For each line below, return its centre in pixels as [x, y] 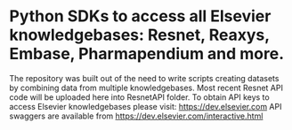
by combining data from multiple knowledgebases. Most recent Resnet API [146, 88]
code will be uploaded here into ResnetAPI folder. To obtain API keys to [139, 97]
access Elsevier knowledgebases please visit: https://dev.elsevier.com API [146, 106]
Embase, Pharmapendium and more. [147, 54]
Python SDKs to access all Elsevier [140, 16]
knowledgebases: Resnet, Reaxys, [139, 35]
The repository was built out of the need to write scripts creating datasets [144, 78]
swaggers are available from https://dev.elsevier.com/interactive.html [136, 116]
